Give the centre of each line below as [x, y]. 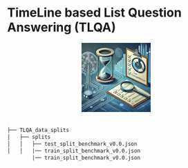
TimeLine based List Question [94, 13]
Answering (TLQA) [62, 27]
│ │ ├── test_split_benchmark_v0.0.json [72, 144]
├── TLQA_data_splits [38, 130]
